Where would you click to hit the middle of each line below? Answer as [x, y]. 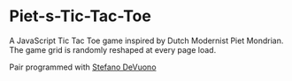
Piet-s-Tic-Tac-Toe [81, 16]
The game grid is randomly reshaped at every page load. [113, 49]
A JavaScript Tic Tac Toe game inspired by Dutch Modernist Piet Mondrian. [146, 40]
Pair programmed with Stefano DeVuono [83, 67]
